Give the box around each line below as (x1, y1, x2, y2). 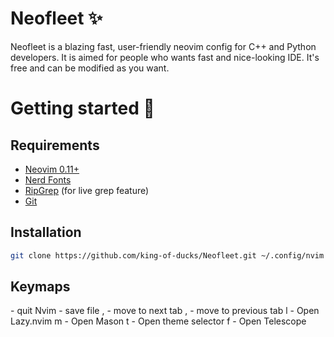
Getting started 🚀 (10, 97, 155, 120)
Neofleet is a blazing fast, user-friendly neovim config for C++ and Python (10, 40, 317, 52)
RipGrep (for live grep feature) (24, 184, 150, 196)
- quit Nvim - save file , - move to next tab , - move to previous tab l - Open (10, 305, 320, 317)
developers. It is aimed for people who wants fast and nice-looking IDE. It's (10, 51, 320, 63)
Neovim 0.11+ (24, 163, 80, 175)
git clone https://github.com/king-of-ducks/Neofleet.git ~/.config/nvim (10, 250, 325, 261)
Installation (10, 224, 82, 241)
